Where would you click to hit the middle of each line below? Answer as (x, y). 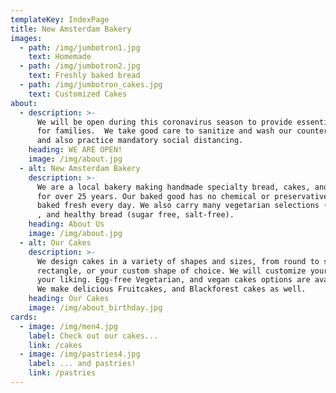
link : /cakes (55, 345)
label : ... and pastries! (82, 364)
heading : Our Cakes (69, 299)
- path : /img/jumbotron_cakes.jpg (91, 85)
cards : (24, 317)
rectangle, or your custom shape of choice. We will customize (171, 271)
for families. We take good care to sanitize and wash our (164, 131)
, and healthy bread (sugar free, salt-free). (135, 215)
